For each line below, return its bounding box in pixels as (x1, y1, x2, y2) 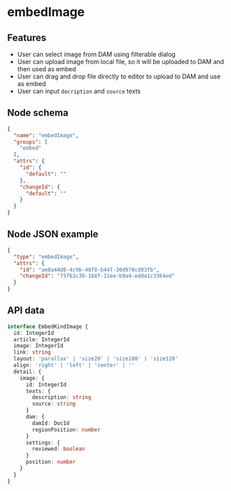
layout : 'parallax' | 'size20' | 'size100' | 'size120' (13, 355, 178, 363)
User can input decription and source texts (17, 87, 141, 95)
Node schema (7, 107, 69, 119)
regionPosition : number (32, 426, 101, 433)
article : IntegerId (13, 336, 70, 343)
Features (7, 32, 46, 44)
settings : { (25, 439, 60, 446)
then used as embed (17, 65, 76, 73)
